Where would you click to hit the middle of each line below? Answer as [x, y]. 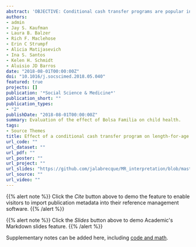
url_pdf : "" [20, 152]
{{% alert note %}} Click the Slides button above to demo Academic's [90, 220]
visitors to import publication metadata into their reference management [92, 203]
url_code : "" [22, 142]
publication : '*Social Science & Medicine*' [61, 93]
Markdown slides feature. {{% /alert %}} [55, 226]
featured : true [24, 82]
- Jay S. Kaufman [27, 28]
